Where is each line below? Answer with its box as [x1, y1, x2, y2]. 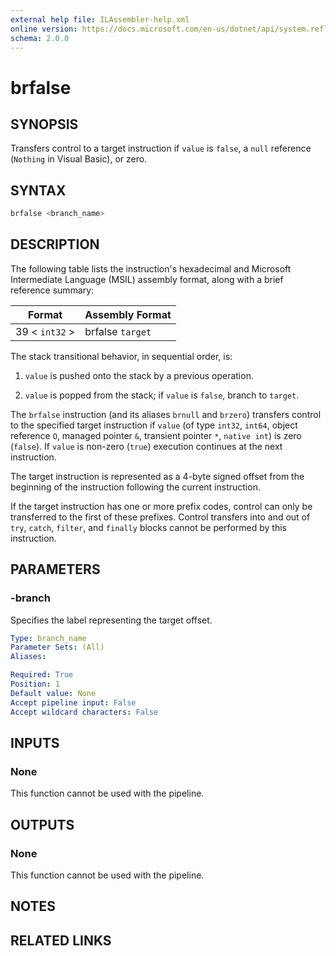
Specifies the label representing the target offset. [10, 614, 213, 626]
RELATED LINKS [10, 932, 112, 949]
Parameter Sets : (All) [10, 642, 105, 653]
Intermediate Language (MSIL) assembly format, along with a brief [10, 273, 284, 285]
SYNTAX [10, 182, 67, 199]
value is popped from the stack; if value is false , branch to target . [24, 389, 300, 401]
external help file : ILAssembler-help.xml [10, 14, 190, 25]
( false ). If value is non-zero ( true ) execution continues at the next [10, 440, 283, 452]
